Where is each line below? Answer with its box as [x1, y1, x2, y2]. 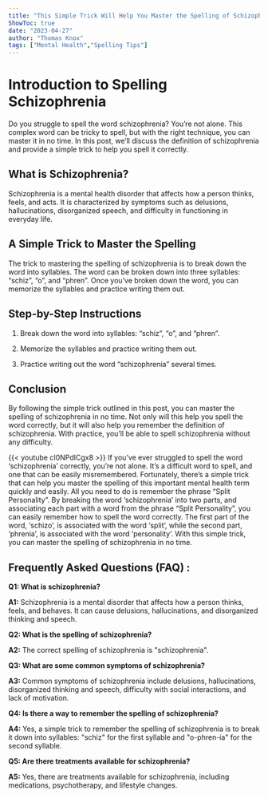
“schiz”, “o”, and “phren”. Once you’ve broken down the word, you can [8, 275, 239, 285]
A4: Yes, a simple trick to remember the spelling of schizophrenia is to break [8, 724, 261, 734]
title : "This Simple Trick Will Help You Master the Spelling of [8, 11, 230, 20]
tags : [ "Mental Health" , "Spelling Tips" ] [8, 41, 148, 49]
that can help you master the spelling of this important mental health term [8, 478, 250, 488]
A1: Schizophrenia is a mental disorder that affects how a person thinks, [8, 598, 244, 607]
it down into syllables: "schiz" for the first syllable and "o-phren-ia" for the [8, 733, 253, 742]
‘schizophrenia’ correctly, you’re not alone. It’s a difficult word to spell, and [8, 461, 253, 471]
